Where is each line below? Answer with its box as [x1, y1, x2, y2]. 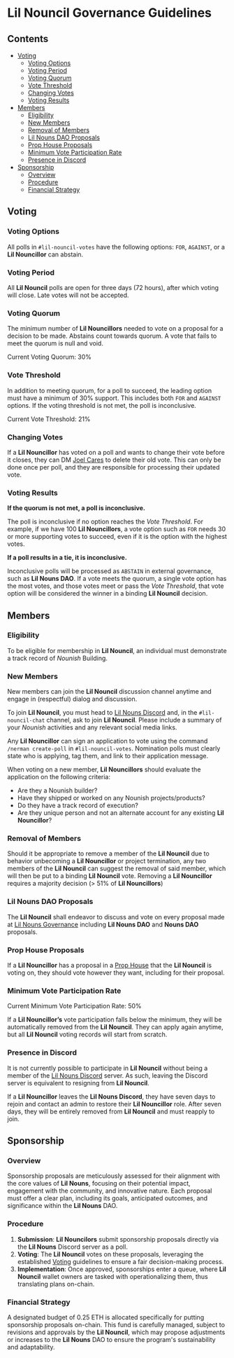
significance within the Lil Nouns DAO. [7, 1202, 118, 1210]
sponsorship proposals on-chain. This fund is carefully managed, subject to [7, 1320, 226, 1329]
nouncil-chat [7, 717, 45, 725]
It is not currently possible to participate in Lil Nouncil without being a [7, 1064, 208, 1072]
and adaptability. [7, 1343, 55, 1351]
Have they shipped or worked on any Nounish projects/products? [17, 794, 205, 802]
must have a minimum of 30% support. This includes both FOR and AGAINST [7, 394, 221, 402]
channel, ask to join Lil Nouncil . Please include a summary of [46, 716, 222, 725]
